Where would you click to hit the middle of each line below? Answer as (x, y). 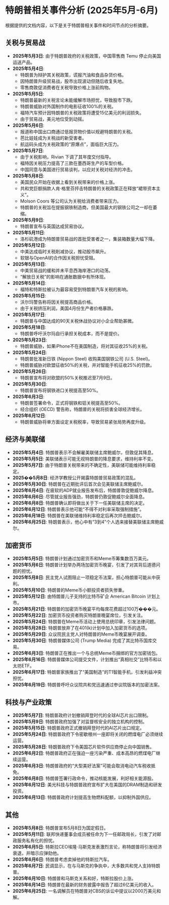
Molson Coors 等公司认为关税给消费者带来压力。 (71, 201)
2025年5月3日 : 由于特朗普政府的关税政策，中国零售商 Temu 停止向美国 (87, 56)
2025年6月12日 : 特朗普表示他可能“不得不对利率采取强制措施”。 (78, 509)
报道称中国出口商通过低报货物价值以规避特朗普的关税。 (77, 131)
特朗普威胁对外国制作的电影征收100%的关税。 (68, 106)
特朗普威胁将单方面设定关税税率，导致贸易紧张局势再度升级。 (84, 421)
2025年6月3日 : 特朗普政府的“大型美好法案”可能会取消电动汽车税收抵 (84, 766)
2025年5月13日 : (29, 264)
